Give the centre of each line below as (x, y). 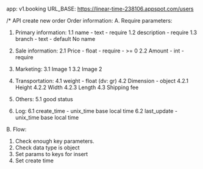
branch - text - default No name (55, 39)
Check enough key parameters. (55, 141)
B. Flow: (16, 129)
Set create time (34, 160)
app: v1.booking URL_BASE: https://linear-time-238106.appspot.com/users (100, 9)
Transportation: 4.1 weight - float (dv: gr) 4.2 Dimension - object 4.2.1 (102, 81)
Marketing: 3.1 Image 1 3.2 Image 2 (59, 69)
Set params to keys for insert (52, 154)
